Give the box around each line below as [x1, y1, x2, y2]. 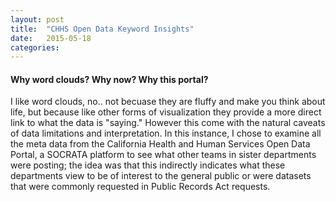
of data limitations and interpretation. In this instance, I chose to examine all [10, 127, 322, 140]
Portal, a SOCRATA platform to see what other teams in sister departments [10, 149, 317, 161]
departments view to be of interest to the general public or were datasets [10, 170, 312, 182]
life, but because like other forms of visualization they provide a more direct [10, 106, 322, 118]
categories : [10, 42, 60, 53]
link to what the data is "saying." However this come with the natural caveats [10, 117, 326, 129]
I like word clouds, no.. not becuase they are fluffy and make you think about [10, 96, 326, 108]
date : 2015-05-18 [10, 33, 92, 43]
